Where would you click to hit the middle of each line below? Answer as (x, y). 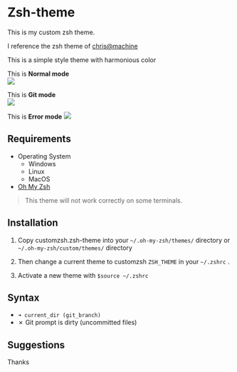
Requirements (39, 139)
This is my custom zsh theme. (51, 32)
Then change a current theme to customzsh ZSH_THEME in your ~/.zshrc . (123, 261)
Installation (33, 223)
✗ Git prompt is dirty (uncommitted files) (77, 323)
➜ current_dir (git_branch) (59, 316)
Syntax (23, 297)
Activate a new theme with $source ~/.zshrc (83, 275)
